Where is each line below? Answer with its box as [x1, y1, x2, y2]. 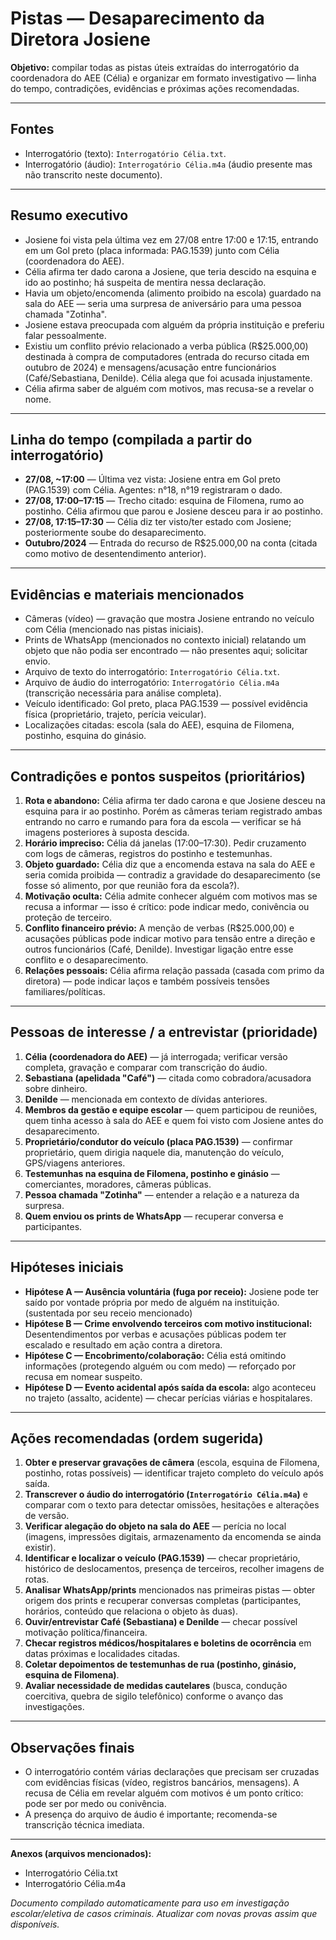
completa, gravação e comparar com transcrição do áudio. [24, 1061, 268, 1073]
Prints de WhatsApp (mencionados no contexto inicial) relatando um [24, 634, 307, 646]
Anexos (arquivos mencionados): [10, 1848, 152, 1860]
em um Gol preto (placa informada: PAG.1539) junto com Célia [24, 244, 280, 256]
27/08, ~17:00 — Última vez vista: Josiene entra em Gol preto [24, 473, 281, 486]
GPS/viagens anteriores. [24, 1157, 126, 1169]
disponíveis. [10, 1918, 60, 1931]
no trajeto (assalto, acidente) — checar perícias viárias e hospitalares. [24, 1392, 313, 1404]
